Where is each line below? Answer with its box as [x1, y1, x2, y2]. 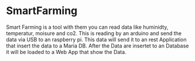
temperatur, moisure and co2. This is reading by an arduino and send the [6, 29, 182, 36]
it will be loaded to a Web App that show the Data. [6, 48, 127, 55]
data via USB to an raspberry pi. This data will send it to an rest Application [6, 36, 187, 43]
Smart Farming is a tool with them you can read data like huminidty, [6, 23, 169, 30]
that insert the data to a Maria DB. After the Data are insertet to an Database [6, 42, 189, 49]
